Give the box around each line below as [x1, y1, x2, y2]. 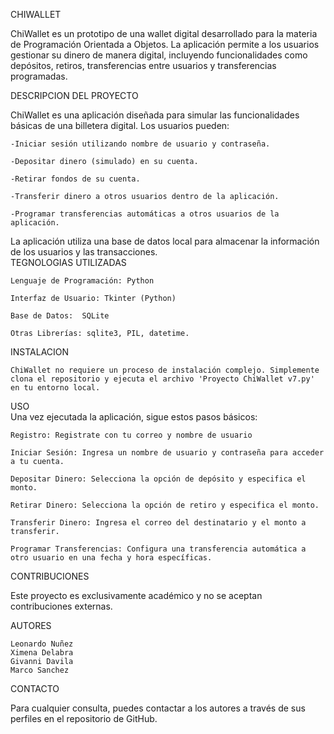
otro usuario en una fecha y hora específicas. [10, 553, 213, 563]
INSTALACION [10, 346, 70, 358]
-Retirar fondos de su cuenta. [10, 174, 141, 184]
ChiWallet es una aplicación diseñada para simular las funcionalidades [10, 109, 300, 121]
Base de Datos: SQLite [10, 311, 110, 321]
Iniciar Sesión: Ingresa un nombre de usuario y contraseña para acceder [10, 448, 325, 458]
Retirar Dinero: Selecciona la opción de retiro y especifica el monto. [10, 500, 320, 510]
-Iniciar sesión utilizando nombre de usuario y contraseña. [10, 139, 271, 149]
